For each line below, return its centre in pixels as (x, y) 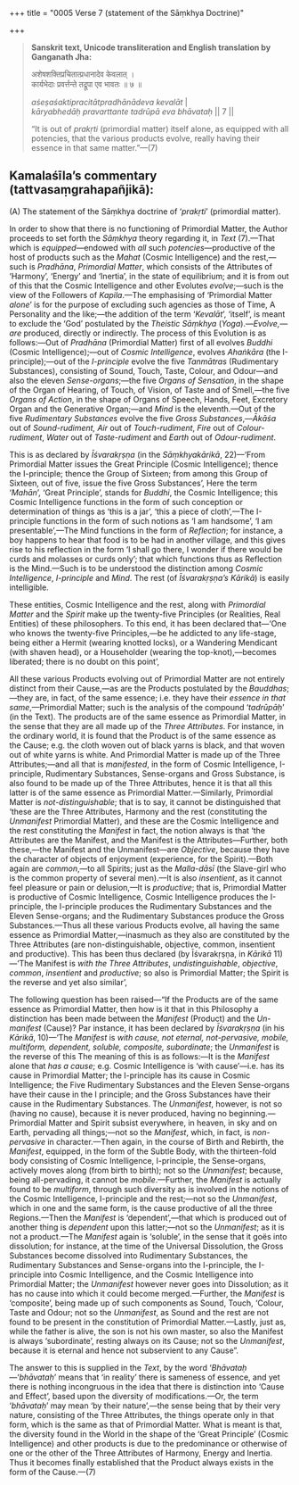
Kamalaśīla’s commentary (83, 176)
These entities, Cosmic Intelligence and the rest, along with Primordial (137, 604)
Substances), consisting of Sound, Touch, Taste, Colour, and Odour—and (144, 370)
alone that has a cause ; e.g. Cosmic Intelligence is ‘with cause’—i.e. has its (147, 1066)
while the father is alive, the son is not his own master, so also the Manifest (146, 1331)
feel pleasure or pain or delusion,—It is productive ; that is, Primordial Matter (148, 887)
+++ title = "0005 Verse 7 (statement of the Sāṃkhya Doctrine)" (127, 13)
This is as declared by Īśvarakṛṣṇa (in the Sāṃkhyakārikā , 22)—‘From (137, 454)
